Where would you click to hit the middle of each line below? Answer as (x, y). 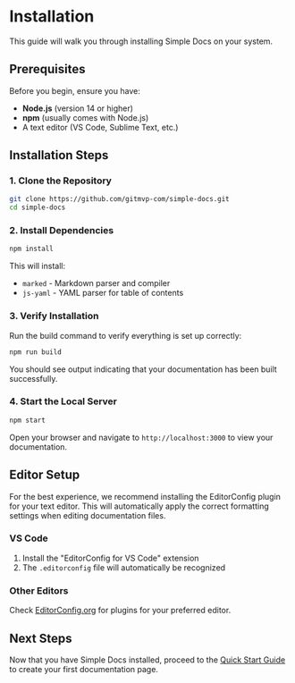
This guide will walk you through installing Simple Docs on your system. (141, 41)
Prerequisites (47, 69)
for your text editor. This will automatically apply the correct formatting (139, 506)
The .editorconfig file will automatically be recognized (124, 567)
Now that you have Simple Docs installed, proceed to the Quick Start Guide (147, 660)
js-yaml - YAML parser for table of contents (103, 293)
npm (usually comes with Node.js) (85, 117)
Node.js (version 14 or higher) (78, 108)
